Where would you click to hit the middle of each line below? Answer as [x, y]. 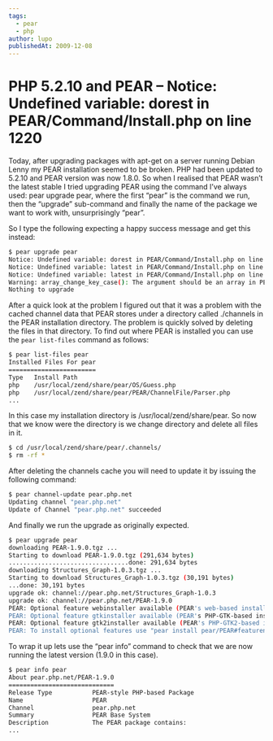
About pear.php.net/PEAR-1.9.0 [61, 678]
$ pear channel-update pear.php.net [70, 495]
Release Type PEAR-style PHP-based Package [102, 692]
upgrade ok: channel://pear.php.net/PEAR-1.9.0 [91, 600]
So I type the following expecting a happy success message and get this [130, 229]
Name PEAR [58, 700]
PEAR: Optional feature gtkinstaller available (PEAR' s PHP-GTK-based [130, 616]
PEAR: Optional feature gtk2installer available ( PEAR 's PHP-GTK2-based [134, 623]
